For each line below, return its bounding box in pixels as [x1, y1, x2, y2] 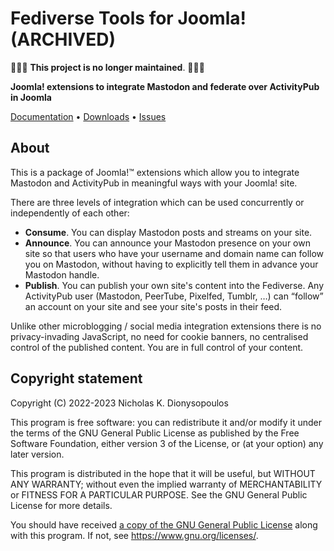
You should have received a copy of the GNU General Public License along [10, 518, 318, 531]
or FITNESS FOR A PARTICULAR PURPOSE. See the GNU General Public [10, 488, 308, 501]
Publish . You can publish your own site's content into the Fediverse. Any [24, 279, 325, 291]
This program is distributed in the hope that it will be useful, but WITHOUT [10, 467, 316, 479]
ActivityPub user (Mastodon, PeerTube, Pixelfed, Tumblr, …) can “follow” [24, 290, 324, 302]
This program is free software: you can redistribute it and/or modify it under [10, 416, 322, 428]
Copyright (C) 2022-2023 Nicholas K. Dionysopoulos [10, 397, 229, 409]
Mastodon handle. [24, 268, 100, 281]
